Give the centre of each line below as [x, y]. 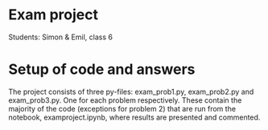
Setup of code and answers [102, 69]
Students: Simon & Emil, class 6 [60, 37]
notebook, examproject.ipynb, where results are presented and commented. [134, 117]
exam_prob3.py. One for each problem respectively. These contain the [125, 100]
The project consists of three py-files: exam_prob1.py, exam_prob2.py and [131, 91]
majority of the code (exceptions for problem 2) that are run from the [122, 108]
